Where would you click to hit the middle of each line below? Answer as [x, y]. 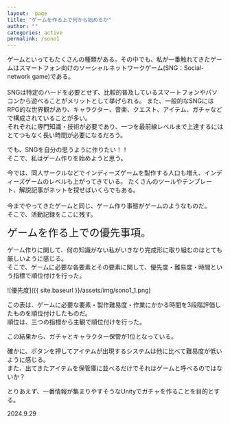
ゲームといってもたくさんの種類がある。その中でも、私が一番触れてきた [109, 60]
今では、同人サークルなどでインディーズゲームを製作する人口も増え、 [106, 173]
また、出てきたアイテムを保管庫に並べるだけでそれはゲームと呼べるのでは [112, 368]
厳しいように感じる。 [37, 258]
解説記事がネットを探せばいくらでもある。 [79, 190]
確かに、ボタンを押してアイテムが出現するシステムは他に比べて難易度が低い [115, 351]
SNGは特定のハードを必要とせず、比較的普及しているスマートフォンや [106, 93]
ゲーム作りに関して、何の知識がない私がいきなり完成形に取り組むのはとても [115, 250]
